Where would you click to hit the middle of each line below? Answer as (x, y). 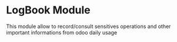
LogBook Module (49, 10)
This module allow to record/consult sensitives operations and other (88, 26)
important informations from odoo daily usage (62, 32)
